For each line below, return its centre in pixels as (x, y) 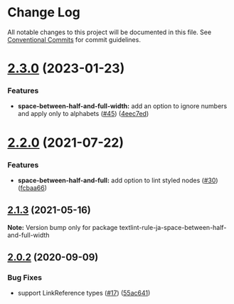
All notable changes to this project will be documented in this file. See (110, 32)
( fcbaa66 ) (32, 188)
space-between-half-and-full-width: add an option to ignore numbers (122, 106)
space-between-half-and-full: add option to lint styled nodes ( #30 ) (118, 180)
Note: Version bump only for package (63, 227)
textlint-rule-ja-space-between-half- (173, 227)
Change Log (44, 12)
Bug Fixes (25, 278)
